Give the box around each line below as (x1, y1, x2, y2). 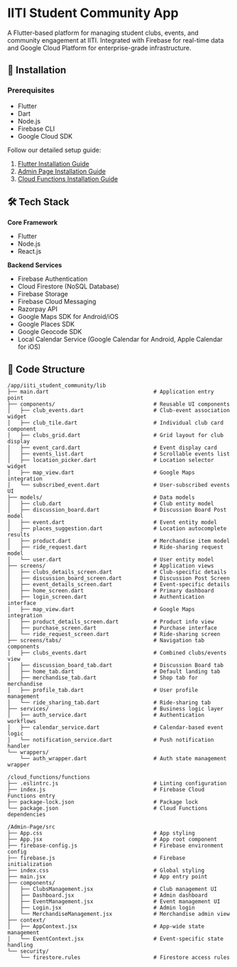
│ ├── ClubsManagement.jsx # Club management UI (7, 886, 218, 893)
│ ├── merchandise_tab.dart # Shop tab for (7, 674, 199, 681)
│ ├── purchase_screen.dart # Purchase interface (7, 625, 218, 632)
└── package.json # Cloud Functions (7, 805, 208, 812)
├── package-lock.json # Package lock (7, 799, 199, 806)
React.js (17, 247, 42, 256)
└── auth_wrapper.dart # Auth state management (20, 755, 227, 762)
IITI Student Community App (7, 5, 179, 21)
